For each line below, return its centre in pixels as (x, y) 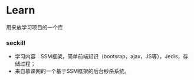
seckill (16, 43)
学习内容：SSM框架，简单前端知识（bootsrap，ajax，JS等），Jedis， (99, 56)
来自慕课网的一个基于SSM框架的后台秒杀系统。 (72, 71)
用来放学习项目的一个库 (34, 27)
